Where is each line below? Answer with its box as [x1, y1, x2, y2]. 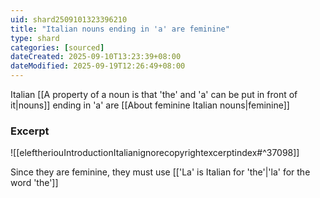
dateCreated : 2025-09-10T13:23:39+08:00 [10, 52, 182, 62]
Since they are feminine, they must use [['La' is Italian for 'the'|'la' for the [10, 166, 311, 178]
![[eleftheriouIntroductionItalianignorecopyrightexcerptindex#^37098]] [10, 147, 300, 159]
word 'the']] [10, 177, 59, 189]
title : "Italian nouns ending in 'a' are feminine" [10, 24, 230, 34]
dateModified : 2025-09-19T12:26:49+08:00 [10, 61, 186, 71]
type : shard [10, 33, 60, 43]
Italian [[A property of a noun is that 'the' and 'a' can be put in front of [10, 89, 298, 100]
